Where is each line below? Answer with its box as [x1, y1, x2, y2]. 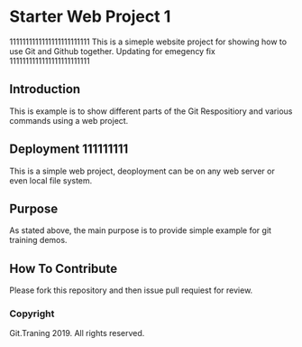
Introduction [9, 81, 81, 97]
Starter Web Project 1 [9, 6, 171, 27]
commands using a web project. [9, 115, 129, 126]
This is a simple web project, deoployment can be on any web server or [9, 165, 275, 176]
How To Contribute [9, 260, 118, 277]
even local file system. [9, 174, 93, 186]
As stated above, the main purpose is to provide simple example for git [9, 225, 272, 236]
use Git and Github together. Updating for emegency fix [9, 45, 216, 56]
